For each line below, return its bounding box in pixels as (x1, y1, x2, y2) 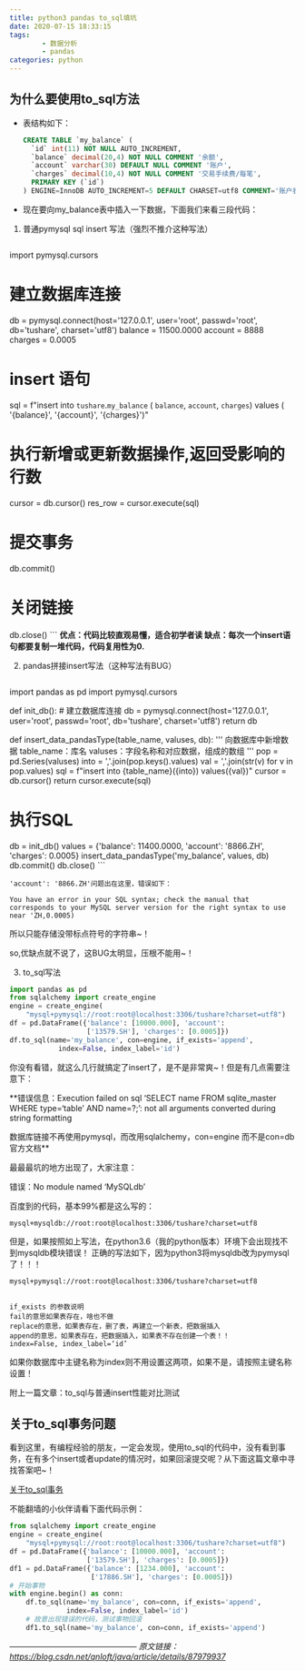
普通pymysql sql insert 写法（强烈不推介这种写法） (22, 223, 213, 234)
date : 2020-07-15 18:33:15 (9, 22, 112, 31)
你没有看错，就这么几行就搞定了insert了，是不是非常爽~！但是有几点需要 (9, 1061, 283, 1072)
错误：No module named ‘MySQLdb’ (9, 1180, 146, 1192)
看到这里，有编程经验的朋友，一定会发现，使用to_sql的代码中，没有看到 (9, 1442, 279, 1453)
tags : (9, 30, 30, 39)
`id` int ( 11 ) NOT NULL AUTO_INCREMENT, (31, 144, 182, 153)
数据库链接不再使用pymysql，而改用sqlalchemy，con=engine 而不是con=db (9, 1130, 295, 1142)
